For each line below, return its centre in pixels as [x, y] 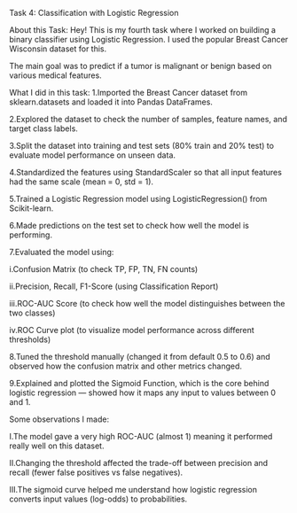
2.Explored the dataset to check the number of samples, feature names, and [148, 119]
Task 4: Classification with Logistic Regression [94, 13]
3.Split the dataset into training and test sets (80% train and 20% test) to [142, 146]
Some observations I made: [59, 419]
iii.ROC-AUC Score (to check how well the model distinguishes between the [147, 303]
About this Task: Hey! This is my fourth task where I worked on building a [143, 30]
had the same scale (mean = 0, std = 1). [81, 182]
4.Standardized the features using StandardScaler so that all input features [145, 172]
